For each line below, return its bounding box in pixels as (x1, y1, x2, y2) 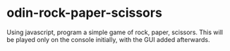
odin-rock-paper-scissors (6, 5, 163, 21)
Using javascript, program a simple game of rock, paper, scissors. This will (6, 28, 224, 36)
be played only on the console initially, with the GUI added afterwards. (6, 35, 210, 43)
